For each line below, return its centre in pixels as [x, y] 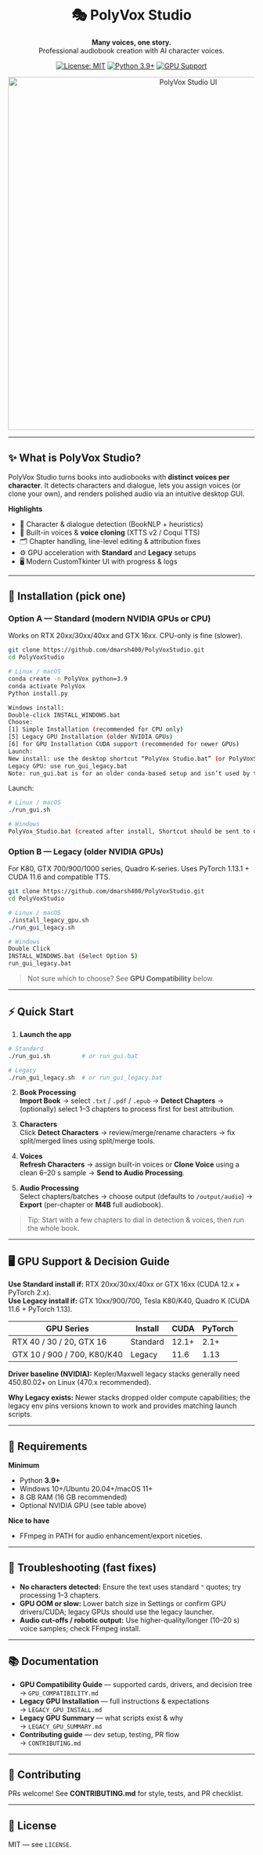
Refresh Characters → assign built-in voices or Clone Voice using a [130, 1165]
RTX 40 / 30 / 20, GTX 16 [59, 1342]
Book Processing [48, 1093]
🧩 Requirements [48, 1446]
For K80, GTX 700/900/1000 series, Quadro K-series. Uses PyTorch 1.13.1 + [129, 869]
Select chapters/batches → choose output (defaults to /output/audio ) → [136, 1196]
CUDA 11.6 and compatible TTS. [59, 877]
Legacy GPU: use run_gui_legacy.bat [68, 766]
